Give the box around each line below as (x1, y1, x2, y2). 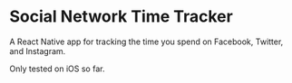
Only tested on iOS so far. (9, 63, 105, 74)
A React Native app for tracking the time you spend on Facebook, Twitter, (9, 36, 284, 47)
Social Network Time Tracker (9, 6, 233, 27)
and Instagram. (9, 45, 66, 56)
